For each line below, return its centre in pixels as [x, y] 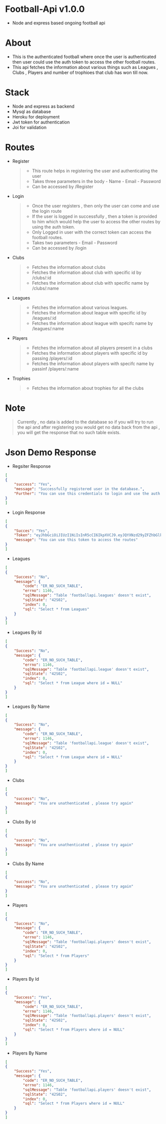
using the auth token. [53, 227]
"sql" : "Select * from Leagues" [56, 609]
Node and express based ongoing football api [59, 23]
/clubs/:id [42, 278]
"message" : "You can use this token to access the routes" [76, 540]
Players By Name [30, 1053]
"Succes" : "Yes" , [32, 531]
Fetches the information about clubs [69, 267]
